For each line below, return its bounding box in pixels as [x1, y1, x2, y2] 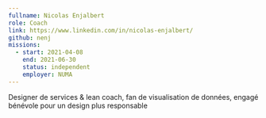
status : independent [22, 63, 91, 71]
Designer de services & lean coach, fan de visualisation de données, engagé [8, 92, 259, 101]
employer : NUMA [22, 70, 73, 78]
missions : [8, 41, 41, 49]
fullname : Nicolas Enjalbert [8, 11, 105, 20]
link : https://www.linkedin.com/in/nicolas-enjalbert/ [8, 26, 194, 34]
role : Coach [8, 19, 48, 27]
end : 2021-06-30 [22, 56, 77, 64]
